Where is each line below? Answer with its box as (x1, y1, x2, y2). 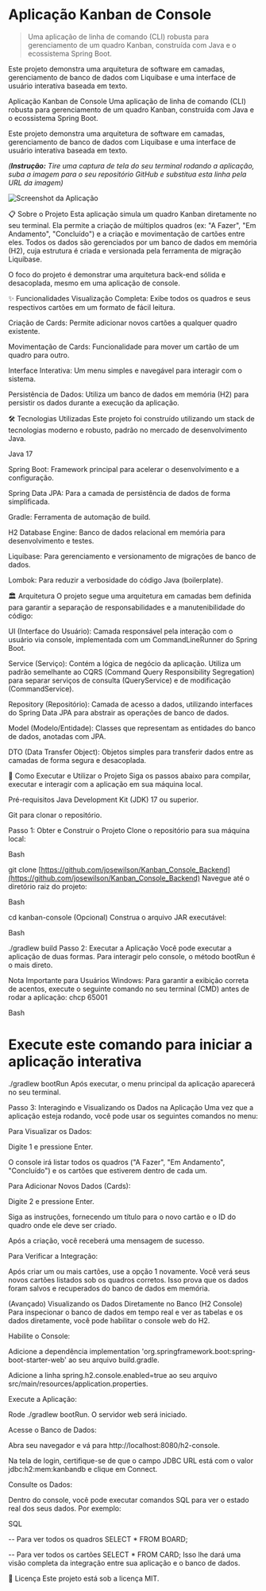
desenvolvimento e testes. (8, 536, 94, 545)
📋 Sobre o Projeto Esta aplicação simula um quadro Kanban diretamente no (8, 209, 257, 219)
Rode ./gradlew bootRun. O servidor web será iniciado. (8, 1409, 188, 1419)
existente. (8, 326, 40, 335)
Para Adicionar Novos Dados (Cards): (8, 1181, 131, 1190)
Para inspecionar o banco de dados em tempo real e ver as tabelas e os (8, 1307, 244, 1317)
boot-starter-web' (8, 1355, 67, 1365)
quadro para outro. (8, 350, 70, 359)
